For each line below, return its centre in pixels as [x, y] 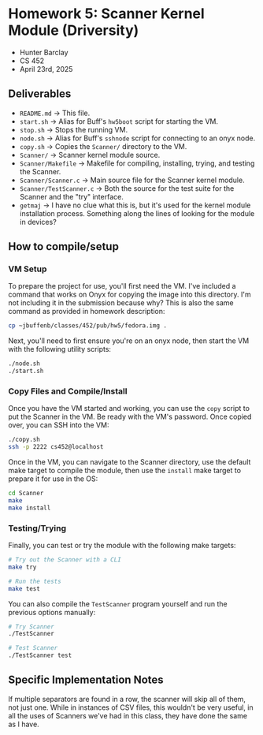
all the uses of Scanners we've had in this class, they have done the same [128, 715]
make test [24, 588]
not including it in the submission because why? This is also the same [121, 303]
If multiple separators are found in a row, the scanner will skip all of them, [127, 699]
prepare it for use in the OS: [53, 479]
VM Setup [28, 269]
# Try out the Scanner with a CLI [65, 560]
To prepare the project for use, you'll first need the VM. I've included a [122, 286]
